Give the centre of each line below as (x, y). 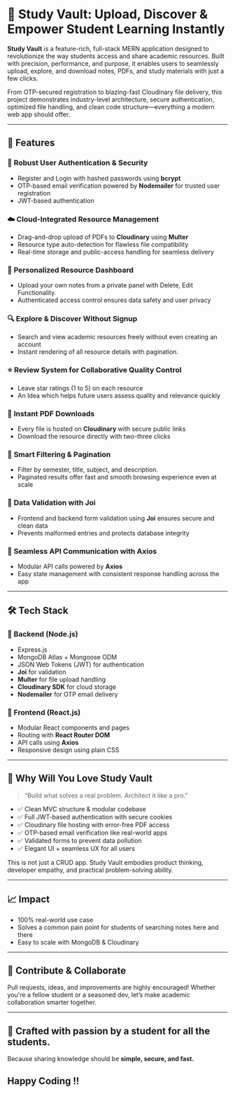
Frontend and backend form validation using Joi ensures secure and (116, 518)
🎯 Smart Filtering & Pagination (59, 455)
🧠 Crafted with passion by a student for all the (109, 1031)
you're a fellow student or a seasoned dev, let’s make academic (99, 995)
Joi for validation (42, 671)
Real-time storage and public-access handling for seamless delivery (116, 252)
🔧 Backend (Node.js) (43, 634)
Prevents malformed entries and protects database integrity (104, 533)
